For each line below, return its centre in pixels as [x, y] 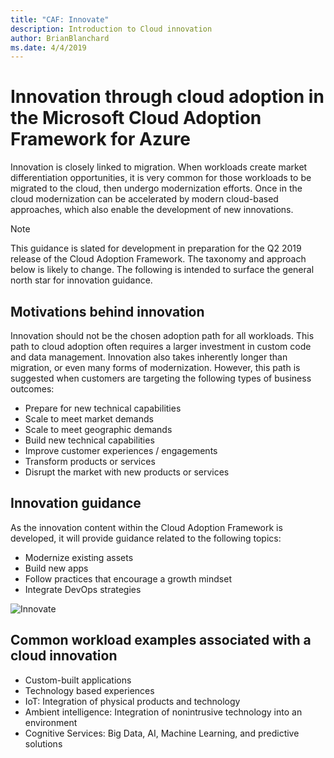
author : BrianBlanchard [60, 38]
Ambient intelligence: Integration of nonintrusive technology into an [163, 712]
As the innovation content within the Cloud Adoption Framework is [146, 527]
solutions [43, 743]
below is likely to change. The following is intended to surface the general [162, 270]
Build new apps [56, 568]
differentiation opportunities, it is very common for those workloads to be [161, 178]
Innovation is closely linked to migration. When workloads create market [159, 167]
